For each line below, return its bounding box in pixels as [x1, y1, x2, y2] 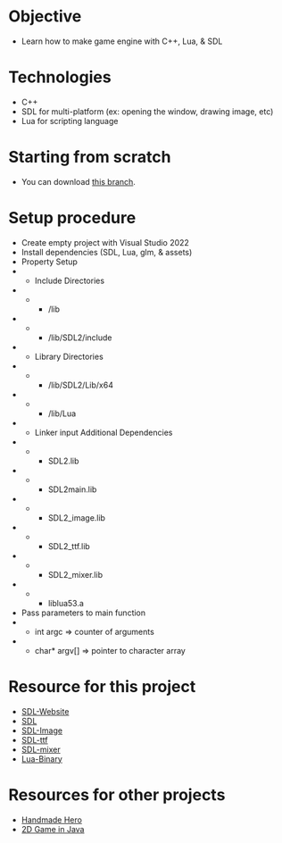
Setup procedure [8, 208, 137, 228]
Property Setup [21, 256, 78, 267]
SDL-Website [21, 705, 70, 716]
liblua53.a [47, 597, 84, 608]
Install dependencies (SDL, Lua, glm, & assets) [21, 246, 193, 257]
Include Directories [34, 275, 104, 286]
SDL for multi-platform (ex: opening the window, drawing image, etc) [21, 105, 274, 117]
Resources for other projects [8, 784, 226, 805]
